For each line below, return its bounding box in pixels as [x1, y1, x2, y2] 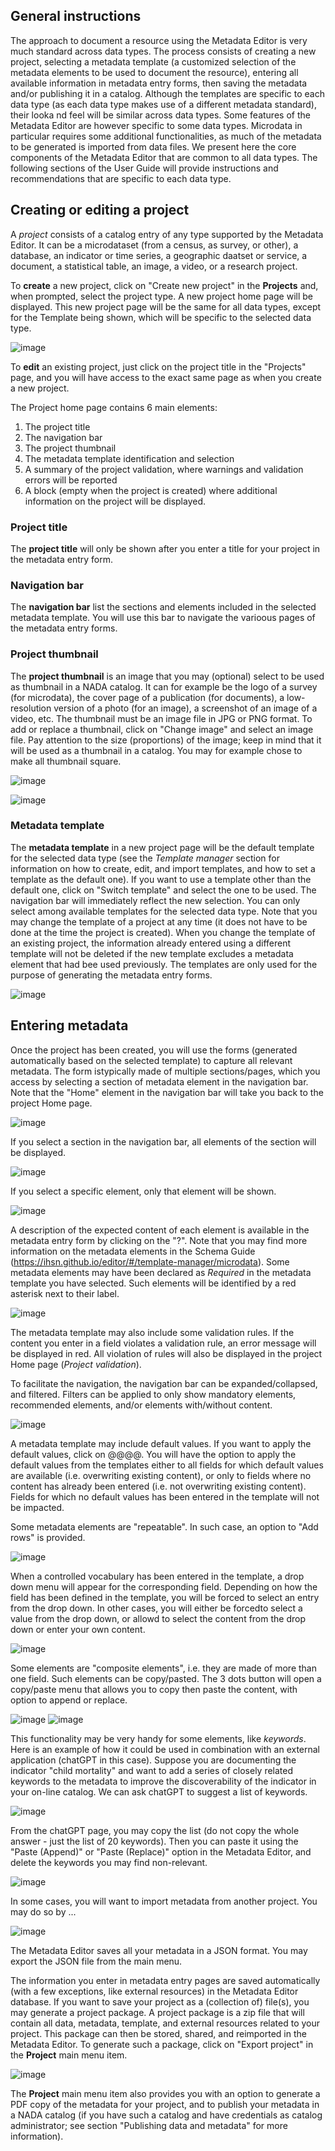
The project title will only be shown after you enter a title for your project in [10, 542, 321, 554]
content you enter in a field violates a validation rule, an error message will [10, 1337, 317, 1349]
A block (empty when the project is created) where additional [24, 484, 278, 496]
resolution [10, 702, 52, 714]
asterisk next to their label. [10, 1287, 120, 1299]
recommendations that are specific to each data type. [10, 172, 232, 184]
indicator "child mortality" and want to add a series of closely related [10, 1764, 294, 1776]
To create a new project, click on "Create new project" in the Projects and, [10, 279, 319, 291]
